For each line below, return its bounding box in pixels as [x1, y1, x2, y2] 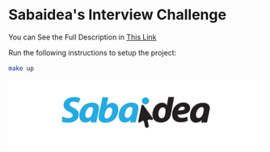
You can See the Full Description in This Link [8, 32, 157, 42]
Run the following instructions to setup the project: [8, 47, 177, 57]
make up [8, 64, 35, 72]
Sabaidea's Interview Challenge [8, 6, 227, 24]
